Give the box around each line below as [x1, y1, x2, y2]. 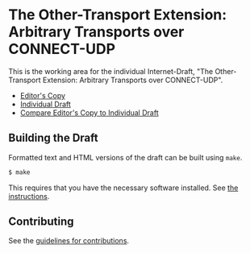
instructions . [8, 191, 50, 201]
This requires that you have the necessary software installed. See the [8, 183, 239, 193]
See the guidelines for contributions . [8, 236, 130, 246]
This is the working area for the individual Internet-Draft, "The [8, 66, 214, 76]
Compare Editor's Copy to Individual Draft [19, 107, 159, 118]
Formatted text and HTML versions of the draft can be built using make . [8, 152, 243, 162]
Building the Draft [8, 131, 98, 145]
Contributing [8, 215, 74, 229]
